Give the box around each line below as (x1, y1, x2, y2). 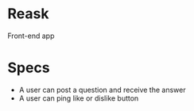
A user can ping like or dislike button (18, 93, 139, 103)
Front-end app (7, 31, 55, 40)
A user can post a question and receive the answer (18, 85, 186, 94)
